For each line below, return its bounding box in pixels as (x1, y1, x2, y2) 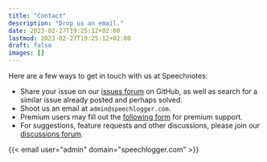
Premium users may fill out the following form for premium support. (19, 112, 243, 121)
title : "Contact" (8, 11, 67, 20)
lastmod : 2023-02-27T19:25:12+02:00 (8, 34, 131, 43)
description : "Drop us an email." (8, 19, 125, 27)
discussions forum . (19, 129, 84, 139)
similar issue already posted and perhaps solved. (19, 95, 183, 104)
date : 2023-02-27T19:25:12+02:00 (8, 26, 121, 34)
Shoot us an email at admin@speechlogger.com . (19, 103, 171, 113)
